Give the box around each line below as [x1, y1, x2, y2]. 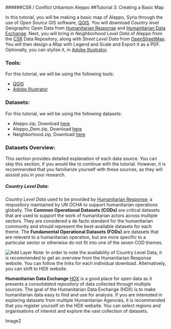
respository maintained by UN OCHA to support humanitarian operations [5, 201, 158, 208]
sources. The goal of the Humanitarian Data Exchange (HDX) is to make [5, 286, 156, 292]
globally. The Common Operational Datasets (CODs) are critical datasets [5, 207, 160, 213]
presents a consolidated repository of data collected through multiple [5, 281, 152, 287]
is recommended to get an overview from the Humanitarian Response [5, 255, 152, 261]
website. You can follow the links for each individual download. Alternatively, [5, 260, 166, 266]
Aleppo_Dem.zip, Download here [12, 126, 82, 132]
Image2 [5, 318, 21, 324]
